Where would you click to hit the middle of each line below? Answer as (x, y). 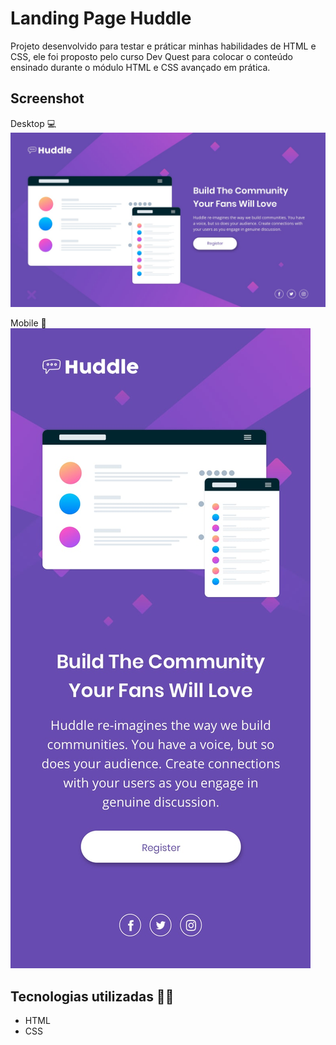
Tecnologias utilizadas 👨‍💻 (92, 996)
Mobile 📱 (28, 323)
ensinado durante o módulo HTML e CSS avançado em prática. (140, 67)
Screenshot (47, 98)
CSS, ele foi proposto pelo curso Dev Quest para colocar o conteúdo (151, 56)
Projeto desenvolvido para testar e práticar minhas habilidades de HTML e (163, 46)
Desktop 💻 (33, 123)
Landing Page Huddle (101, 18)
